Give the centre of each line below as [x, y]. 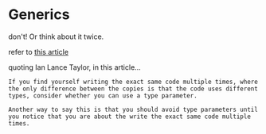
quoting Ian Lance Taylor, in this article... [74, 67]
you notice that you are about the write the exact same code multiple [129, 117]
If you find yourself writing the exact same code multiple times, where [133, 82]
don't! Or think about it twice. [56, 36]
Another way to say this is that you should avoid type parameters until [133, 109]
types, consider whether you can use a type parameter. [103, 96]
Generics [39, 15]
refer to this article [39, 52]
